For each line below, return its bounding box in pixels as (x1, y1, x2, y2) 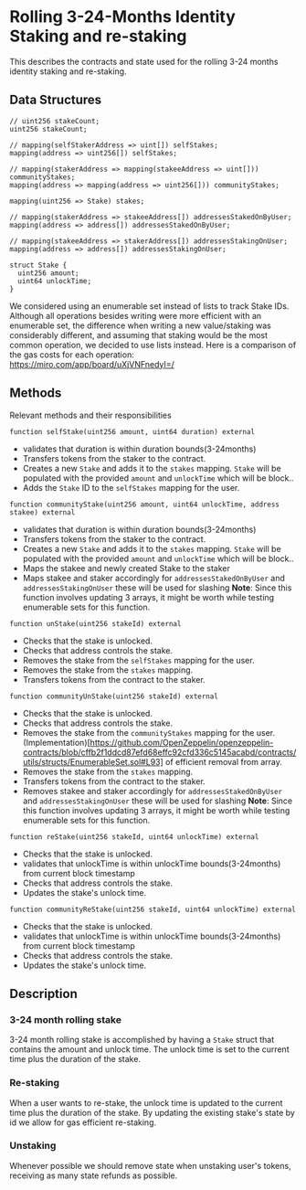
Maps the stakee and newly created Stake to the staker (22, 562, 230, 573)
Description (9, 985, 78, 1002)
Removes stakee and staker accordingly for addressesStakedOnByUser (22, 785, 283, 796)
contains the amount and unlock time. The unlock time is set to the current (9, 1044, 290, 1055)
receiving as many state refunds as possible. (9, 1170, 178, 1181)
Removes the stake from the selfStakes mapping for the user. (22, 654, 255, 665)
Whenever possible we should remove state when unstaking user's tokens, (9, 1160, 291, 1171)
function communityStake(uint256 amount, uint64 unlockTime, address (9, 500, 280, 509)
